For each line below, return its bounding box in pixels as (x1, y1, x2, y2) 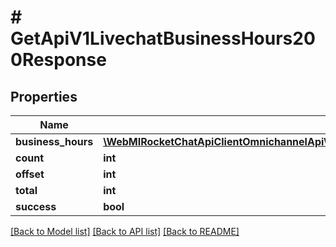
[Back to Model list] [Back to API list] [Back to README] (10, 226, 240, 237)
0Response (10, 49, 107, 71)
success (15, 200, 57, 213)
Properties (10, 88, 78, 105)
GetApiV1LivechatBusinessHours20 (10, 27, 316, 50)
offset (15, 167, 45, 181)
